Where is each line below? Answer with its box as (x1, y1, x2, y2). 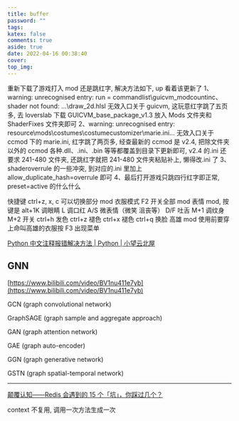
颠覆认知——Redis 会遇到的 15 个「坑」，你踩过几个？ (7, 390, 164, 399)
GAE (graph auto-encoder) (7, 341, 85, 350)
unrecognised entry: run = (34, 93, 112, 101)
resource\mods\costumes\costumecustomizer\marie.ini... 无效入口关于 (7, 128, 215, 137)
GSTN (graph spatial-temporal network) (7, 369, 124, 378)
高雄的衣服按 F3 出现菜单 (26, 224, 100, 232)
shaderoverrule (7, 164, 52, 172)
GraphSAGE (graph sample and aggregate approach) (7, 314, 163, 323)
